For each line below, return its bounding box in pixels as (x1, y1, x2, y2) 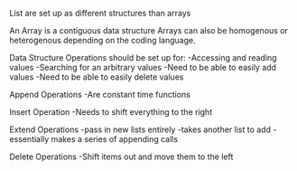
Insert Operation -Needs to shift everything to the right (9, 107, 213, 117)
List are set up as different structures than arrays (9, 8, 191, 18)
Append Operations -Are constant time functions (9, 90, 191, 100)
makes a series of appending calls (51, 134, 179, 144)
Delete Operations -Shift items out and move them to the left (9, 151, 234, 162)
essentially (9, 134, 50, 144)
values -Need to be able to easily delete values (9, 71, 184, 82)
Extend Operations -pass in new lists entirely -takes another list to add (9, 124, 271, 135)
